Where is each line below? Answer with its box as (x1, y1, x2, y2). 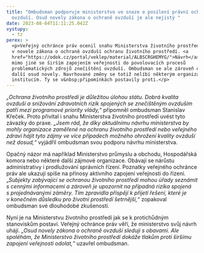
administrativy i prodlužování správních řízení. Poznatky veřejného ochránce (6, 164, 197, 171)
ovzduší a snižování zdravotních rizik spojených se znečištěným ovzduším (6, 100, 192, 107)
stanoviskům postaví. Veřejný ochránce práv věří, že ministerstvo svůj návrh (6, 220, 197, 228)
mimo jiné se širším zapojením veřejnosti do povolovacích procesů (12, 60, 186, 66)
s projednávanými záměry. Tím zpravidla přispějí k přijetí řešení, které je (6, 189, 187, 196)
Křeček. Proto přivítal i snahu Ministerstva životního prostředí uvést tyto (6, 113, 185, 120)
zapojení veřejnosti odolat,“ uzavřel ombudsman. (6, 240, 129, 247)
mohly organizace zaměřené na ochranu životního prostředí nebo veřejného (6, 126, 197, 133)
